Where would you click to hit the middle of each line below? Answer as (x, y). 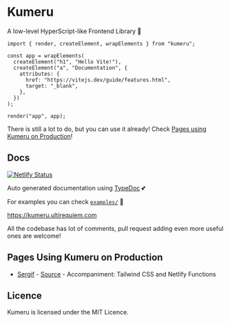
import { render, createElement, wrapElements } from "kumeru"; (101, 43)
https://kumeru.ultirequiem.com (52, 215)
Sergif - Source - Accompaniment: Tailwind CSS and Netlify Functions (116, 274)
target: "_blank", (52, 86)
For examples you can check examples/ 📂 (65, 201)
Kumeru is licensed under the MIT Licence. (68, 312)
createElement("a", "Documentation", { (71, 68)
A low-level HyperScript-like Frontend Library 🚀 (74, 31)
